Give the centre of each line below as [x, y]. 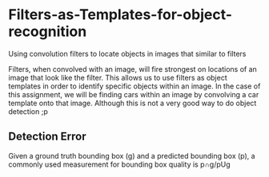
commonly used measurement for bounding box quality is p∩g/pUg [119, 164]
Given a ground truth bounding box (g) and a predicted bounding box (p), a [132, 155]
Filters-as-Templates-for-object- [120, 15]
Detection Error [47, 137]
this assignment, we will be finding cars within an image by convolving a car [134, 94]
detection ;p [28, 111]
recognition [48, 31]
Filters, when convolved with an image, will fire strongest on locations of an [133, 69]
